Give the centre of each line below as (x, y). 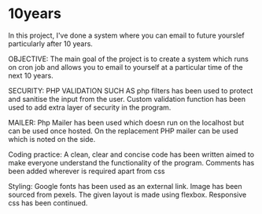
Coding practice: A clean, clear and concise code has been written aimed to (131, 154)
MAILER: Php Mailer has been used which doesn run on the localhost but (126, 122)
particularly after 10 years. (50, 43)
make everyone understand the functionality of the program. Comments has (131, 162)
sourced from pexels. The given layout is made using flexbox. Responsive (127, 194)
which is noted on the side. (52, 139)
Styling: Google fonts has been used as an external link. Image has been (125, 186)
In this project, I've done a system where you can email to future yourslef (127, 35)
